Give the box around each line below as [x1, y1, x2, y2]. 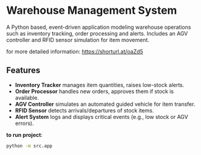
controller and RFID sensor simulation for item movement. [6, 36, 150, 43]
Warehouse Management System [6, 4, 177, 17]
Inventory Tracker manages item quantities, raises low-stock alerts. [14, 81, 185, 88]
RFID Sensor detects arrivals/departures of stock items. [14, 106, 154, 114]
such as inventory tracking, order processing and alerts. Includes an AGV [6, 29, 188, 37]
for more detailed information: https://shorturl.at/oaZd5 [6, 47, 144, 55]
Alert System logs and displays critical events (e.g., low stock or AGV [14, 113, 188, 120]
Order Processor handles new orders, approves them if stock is [14, 88, 174, 95]
